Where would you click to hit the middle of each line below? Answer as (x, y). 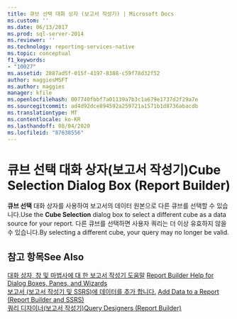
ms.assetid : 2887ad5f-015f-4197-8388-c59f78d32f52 (84, 73)
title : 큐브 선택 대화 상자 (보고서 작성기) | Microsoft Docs (91, 14)
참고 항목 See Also (46, 257)
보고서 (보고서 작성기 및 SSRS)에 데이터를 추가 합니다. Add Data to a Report (114, 292)
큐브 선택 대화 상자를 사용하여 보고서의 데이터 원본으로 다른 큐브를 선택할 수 (111, 206)
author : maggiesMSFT (38, 80)
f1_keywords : (27, 60)
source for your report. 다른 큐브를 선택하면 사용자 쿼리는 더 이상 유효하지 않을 (117, 223)
